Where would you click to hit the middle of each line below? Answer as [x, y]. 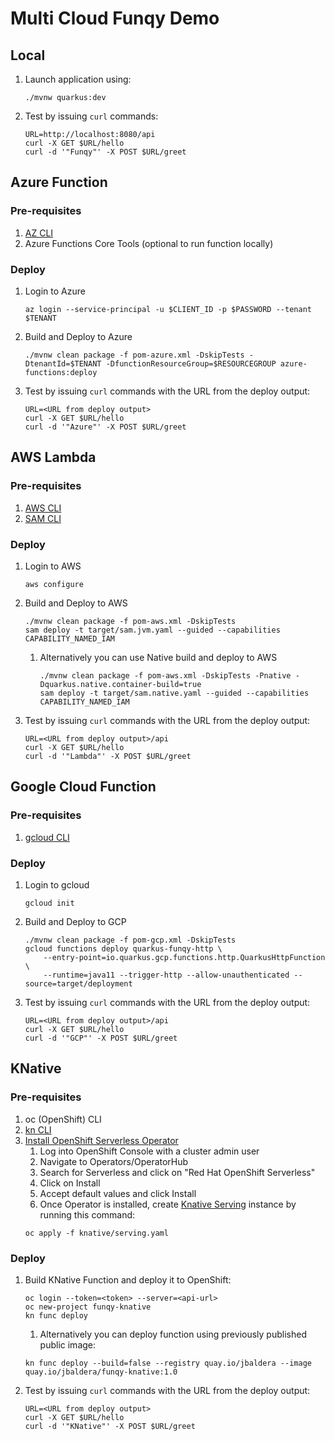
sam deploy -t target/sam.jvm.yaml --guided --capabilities [152, 630]
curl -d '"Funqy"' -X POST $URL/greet [105, 152]
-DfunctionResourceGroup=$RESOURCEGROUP [191, 363]
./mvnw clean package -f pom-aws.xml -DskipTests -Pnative [165, 675]
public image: [68, 1344]
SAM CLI [43, 518]
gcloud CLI [47, 837]
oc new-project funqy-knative [88, 1307]
